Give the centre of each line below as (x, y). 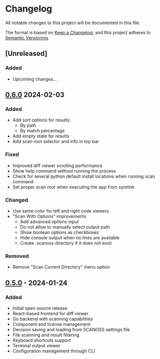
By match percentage (42, 131)
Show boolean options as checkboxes (59, 232)
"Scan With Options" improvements (49, 216)
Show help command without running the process (64, 171)
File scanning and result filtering (46, 335)
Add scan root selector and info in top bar (56, 141)
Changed (17, 200)
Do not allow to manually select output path (65, 227)
